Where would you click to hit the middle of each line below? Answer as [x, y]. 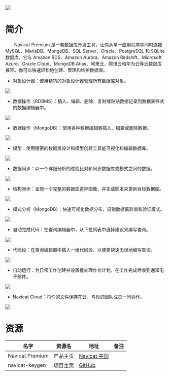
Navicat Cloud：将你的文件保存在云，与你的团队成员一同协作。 [78, 297]
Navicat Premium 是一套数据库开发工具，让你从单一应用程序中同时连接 [88, 44]
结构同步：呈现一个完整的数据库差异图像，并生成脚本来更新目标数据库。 [88, 189]
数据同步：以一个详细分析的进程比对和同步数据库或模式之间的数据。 [84, 168]
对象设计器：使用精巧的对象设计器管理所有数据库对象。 [70, 81]
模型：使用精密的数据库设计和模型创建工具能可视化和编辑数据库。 [81, 148]
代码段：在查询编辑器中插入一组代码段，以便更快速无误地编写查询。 [84, 249]
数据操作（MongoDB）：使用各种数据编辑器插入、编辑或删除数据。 [82, 128]
